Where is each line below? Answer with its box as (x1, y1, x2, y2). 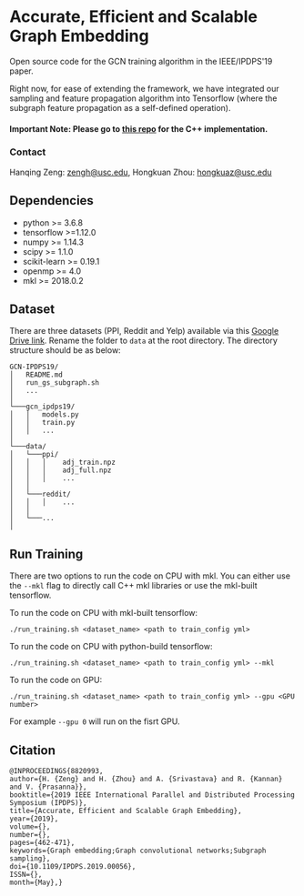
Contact (9, 146, 46, 158)
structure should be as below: (9, 345, 121, 356)
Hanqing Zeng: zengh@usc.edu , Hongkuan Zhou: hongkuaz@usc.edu (9, 166, 272, 177)
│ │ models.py (9, 410, 79, 419)
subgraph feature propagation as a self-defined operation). (9, 102, 231, 113)
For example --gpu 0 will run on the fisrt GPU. (9, 716, 180, 727)
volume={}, (9, 822, 51, 831)
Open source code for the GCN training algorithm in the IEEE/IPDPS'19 (9, 55, 273, 66)
